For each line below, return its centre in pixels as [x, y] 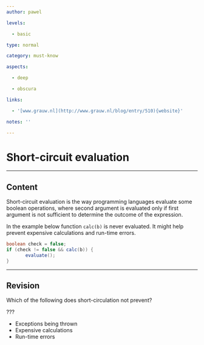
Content [22, 187]
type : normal [23, 45]
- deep [20, 78]
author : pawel [24, 12]
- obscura [24, 89]
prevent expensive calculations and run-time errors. [71, 233]
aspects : [17, 67]
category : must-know [32, 56]
